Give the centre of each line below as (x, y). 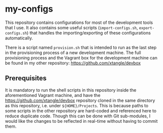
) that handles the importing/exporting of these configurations (89, 33)
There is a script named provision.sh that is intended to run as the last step (81, 47)
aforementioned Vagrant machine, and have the (53, 95)
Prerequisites (26, 78)
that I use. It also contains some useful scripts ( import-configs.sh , (72, 27)
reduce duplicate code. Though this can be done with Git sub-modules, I (78, 116)
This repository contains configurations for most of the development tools (79, 22)
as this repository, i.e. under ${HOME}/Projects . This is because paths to (77, 105)
